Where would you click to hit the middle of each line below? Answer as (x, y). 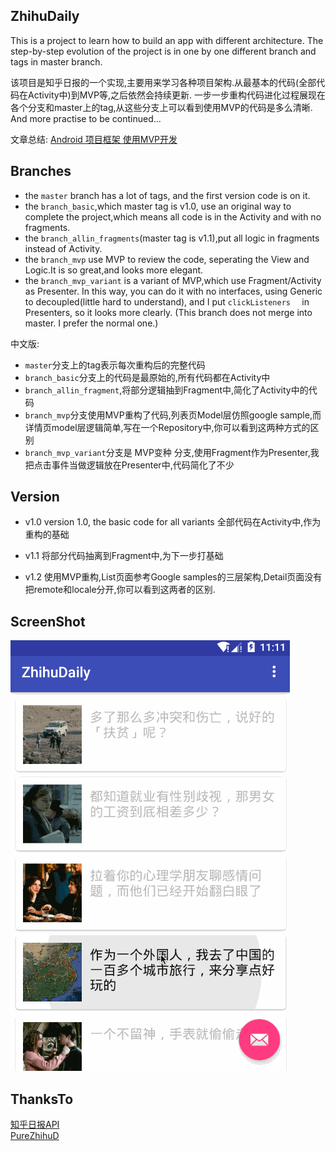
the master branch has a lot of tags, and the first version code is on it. (167, 195)
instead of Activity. (63, 248)
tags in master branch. (56, 61)
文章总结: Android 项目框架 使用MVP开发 (94, 139)
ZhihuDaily (45, 16)
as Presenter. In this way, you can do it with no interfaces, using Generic (173, 291)
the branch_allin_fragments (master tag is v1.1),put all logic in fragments (172, 238)
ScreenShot (48, 621)
